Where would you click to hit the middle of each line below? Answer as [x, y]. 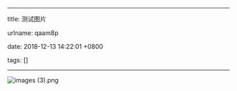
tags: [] [18, 60]
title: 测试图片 [27, 19]
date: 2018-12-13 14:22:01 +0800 [55, 47]
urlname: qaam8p [33, 33]
